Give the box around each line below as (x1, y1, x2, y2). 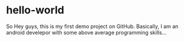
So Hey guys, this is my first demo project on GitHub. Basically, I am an (6, 23, 179, 30)
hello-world (6, 3, 65, 17)
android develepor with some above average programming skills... (6, 29, 167, 36)
